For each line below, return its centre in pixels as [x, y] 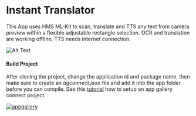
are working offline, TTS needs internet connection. [68, 39]
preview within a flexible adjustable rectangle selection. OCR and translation [98, 32]
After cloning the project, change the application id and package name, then [98, 77]
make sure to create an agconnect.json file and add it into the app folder [93, 83]
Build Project [22, 64]
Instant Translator [50, 10]
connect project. [26, 95]
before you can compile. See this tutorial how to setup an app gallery [89, 89]
